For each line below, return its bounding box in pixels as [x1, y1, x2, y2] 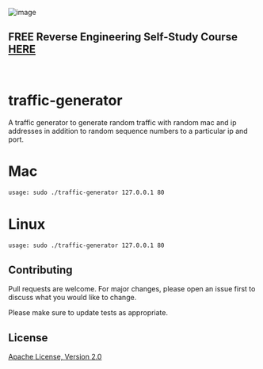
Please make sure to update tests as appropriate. [8, 308, 169, 318]
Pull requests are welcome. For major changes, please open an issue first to [8, 284, 256, 294]
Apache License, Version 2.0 [8, 352, 102, 361]
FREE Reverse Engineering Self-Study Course [8, 30, 238, 44]
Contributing [8, 263, 73, 276]
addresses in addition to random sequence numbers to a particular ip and [8, 126, 248, 135]
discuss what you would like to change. [8, 293, 137, 302]
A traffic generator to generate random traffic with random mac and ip [8, 117, 237, 127]
